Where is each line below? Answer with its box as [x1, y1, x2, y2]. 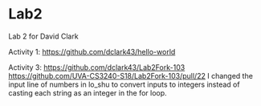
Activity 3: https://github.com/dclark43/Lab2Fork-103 [8, 62, 186, 72]
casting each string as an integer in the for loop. [8, 88, 167, 97]
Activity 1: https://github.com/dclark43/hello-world [8, 47, 176, 56]
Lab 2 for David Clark [8, 31, 79, 41]
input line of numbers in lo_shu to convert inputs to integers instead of [8, 79, 240, 89]
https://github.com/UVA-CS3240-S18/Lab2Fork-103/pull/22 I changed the [8, 71, 253, 80]
